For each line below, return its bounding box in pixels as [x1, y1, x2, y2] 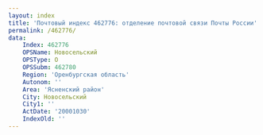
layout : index [8, 11, 56, 20]
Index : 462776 [22, 41, 69, 49]
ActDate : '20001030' [22, 108, 91, 116]
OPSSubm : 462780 [22, 64, 77, 71]
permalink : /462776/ [8, 26, 77, 34]
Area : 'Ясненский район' [22, 85, 105, 94]
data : [8, 33, 26, 42]
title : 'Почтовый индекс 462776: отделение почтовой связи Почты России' [8, 19, 258, 27]
